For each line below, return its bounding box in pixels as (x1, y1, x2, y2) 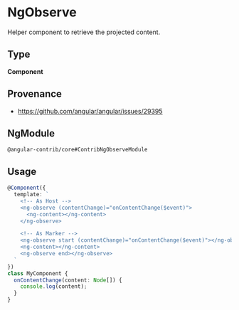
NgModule (7, 127, 55, 139)
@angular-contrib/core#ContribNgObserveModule (7, 146, 148, 154)
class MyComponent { (7, 269, 69, 277)
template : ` (14, 191, 50, 198)
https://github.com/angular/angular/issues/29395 (17, 107, 163, 115)
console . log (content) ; (20, 283, 87, 290)
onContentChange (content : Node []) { (14, 277, 122, 284)
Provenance (7, 88, 63, 100)
